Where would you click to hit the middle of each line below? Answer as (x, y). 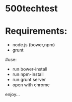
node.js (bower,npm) (34, 45)
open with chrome (31, 85)
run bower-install (30, 69)
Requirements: (36, 31)
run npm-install (28, 74)
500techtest (32, 9)
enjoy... (13, 95)
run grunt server (29, 80)
